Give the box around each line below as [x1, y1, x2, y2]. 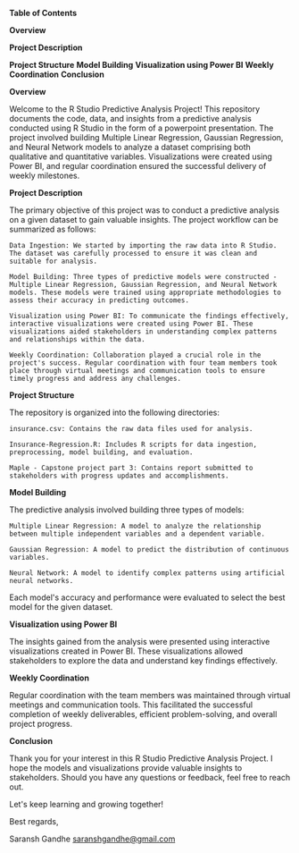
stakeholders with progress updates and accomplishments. [9, 471, 229, 480]
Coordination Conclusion [9, 69, 104, 80]
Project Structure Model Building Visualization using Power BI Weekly [9, 60, 274, 70]
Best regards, [9, 816, 59, 826]
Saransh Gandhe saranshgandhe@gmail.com [9, 833, 176, 844]
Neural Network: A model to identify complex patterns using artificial [9, 569, 286, 578]
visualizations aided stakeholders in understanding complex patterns [9, 327, 278, 336]
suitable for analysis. [9, 257, 98, 266]
